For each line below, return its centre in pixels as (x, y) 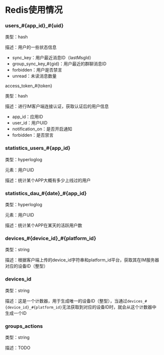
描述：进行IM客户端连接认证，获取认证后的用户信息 (57, 106)
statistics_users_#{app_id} (38, 148)
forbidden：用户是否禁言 (37, 70)
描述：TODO (18, 348)
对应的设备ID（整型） (26, 266)
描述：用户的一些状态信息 (31, 47)
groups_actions (24, 326)
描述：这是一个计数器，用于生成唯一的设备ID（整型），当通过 (66, 301)
